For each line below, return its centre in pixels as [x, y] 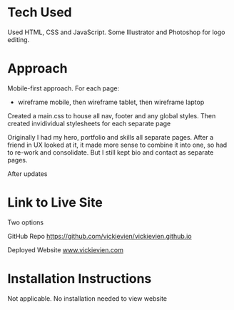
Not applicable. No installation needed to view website [87, 298]
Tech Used [40, 12]
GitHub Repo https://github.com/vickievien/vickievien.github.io [100, 236]
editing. [19, 39]
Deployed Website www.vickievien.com [65, 249]
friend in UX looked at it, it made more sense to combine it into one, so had [117, 145]
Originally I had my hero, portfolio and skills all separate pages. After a [111, 137]
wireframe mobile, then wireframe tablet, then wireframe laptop [111, 102]
